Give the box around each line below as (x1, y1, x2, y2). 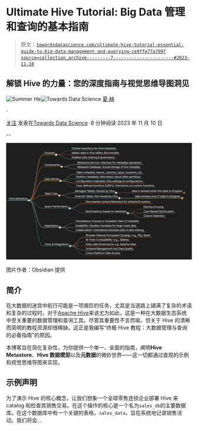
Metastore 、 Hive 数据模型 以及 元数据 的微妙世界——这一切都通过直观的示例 (6, 352, 189, 359)
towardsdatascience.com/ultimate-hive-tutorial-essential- (36, 42, 184, 48)
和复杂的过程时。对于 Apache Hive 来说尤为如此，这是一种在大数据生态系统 (6, 309, 187, 316)
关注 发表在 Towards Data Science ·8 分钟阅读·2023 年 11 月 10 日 (6, 119, 163, 126)
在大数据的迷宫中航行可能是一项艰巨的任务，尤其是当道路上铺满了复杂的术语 (6, 302, 192, 309)
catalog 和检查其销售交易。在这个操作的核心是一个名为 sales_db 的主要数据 (6, 402, 187, 409)
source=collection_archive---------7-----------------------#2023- (20, 54, 190, 61)
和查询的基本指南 (6, 20, 90, 34)
